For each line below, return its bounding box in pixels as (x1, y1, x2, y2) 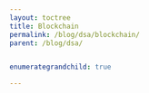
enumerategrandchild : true (9, 62, 112, 72)
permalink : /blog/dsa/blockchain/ (9, 30, 141, 39)
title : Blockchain (9, 22, 79, 31)
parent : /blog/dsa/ (9, 38, 84, 48)
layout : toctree (9, 13, 71, 23)
